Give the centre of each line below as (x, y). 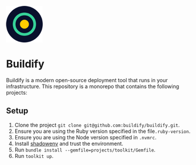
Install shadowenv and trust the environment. (69, 143)
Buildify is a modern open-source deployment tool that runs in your (87, 80)
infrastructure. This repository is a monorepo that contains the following (93, 86)
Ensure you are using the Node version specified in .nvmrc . (85, 137)
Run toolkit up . (34, 156)
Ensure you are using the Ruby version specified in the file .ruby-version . (102, 131)
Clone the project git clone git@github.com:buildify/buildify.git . (97, 125)
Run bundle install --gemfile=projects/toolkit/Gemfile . (85, 150)
